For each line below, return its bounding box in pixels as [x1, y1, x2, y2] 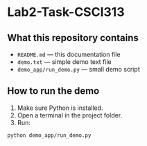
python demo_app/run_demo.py [7, 131, 92, 139]
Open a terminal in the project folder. [17, 111, 123, 119]
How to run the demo [7, 85, 100, 97]
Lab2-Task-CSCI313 [7, 4, 125, 20]
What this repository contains [7, 32, 139, 44]
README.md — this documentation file [17, 50, 121, 58]
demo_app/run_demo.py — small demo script [17, 65, 140, 73]
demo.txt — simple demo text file [17, 58, 112, 66]
